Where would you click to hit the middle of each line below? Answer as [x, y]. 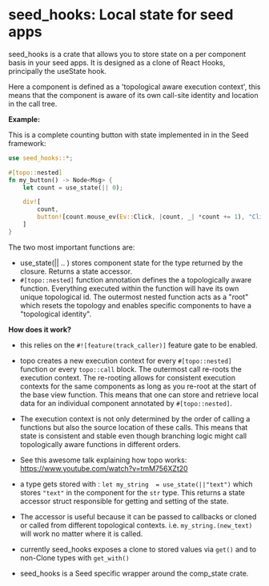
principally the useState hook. [57, 71]
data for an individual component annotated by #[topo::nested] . [126, 403]
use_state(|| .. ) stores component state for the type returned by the [131, 262]
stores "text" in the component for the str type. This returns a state [132, 492]
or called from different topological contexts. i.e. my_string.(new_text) [136, 525]
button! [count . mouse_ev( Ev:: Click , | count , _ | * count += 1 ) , [141, 217]
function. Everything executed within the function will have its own [129, 288]
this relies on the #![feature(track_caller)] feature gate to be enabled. [139, 345]
